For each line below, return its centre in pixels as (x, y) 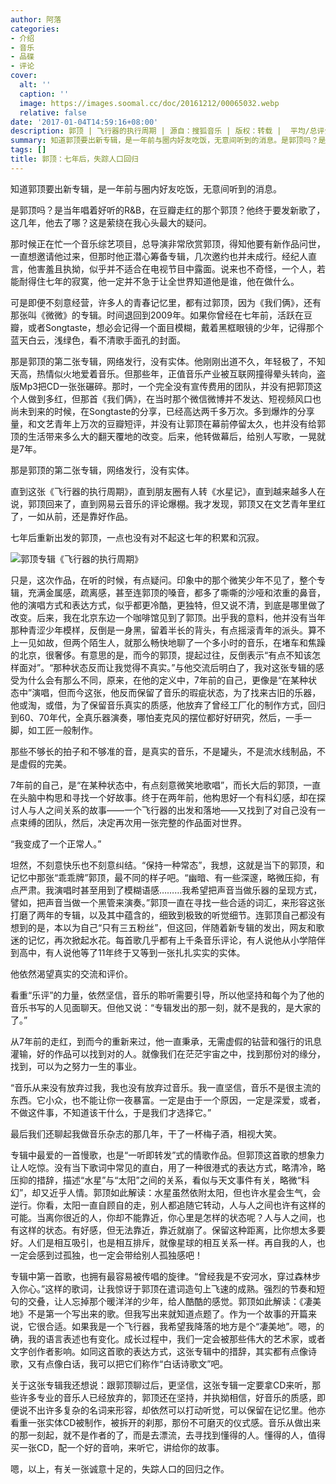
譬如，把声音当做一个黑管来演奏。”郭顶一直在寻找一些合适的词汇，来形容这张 (168, 902)
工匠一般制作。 (67, 730)
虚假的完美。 (45, 763)
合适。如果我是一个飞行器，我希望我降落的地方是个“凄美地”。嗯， (180, 1326)
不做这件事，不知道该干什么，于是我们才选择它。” (111, 1112)
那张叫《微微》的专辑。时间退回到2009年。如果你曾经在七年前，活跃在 (157, 315)
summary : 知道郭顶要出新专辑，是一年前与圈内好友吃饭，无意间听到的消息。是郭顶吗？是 (168, 141)
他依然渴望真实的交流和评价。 (71, 973)
